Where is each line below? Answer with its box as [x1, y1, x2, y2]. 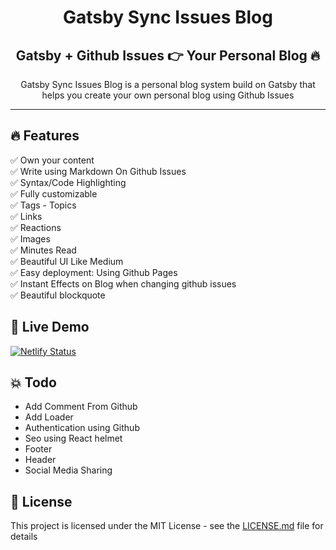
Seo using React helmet [24, 432, 123, 445]
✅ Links [10, 210, 43, 222]
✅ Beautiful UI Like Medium [10, 255, 124, 267]
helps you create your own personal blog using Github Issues [41, 89, 295, 101]
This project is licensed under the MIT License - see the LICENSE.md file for [10, 520, 324, 532]
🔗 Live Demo [10, 319, 90, 336]
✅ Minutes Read [10, 244, 77, 256]
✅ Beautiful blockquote [10, 289, 106, 301]
